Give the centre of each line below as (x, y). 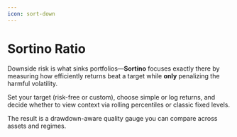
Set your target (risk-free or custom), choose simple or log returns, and (111, 97)
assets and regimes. (37, 126)
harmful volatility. (33, 83)
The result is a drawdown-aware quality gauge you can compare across (112, 118)
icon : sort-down (31, 14)
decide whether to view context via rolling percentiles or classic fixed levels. (119, 105)
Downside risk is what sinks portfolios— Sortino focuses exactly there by (114, 68)
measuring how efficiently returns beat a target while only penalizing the (114, 76)
